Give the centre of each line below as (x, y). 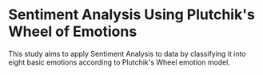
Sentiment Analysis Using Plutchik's (132, 15)
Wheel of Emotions (73, 32)
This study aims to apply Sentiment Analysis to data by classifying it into (127, 53)
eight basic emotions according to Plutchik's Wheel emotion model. (119, 62)
